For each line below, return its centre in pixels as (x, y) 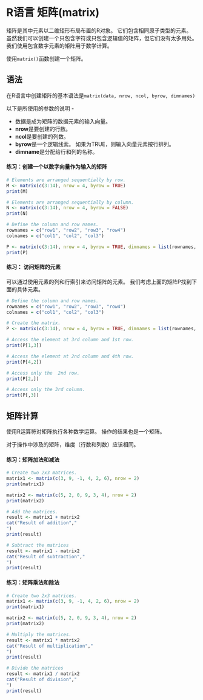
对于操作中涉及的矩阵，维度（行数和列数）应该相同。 (73, 444)
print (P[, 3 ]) (23, 395)
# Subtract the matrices (38, 545)
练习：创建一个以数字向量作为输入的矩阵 (57, 167)
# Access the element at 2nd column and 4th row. (70, 356)
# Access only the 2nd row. (43, 373)
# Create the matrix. (34, 323)
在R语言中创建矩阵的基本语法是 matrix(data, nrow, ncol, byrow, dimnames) (101, 95)
